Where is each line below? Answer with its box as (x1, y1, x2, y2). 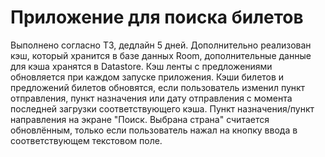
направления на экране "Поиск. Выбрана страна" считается (10, 113, 270, 125)
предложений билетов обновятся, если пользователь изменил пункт (10, 81, 306, 93)
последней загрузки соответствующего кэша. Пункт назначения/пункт (10, 102, 315, 115)
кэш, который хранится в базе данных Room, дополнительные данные (10, 49, 312, 61)
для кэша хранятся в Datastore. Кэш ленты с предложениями (10, 60, 273, 72)
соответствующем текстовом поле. (10, 134, 163, 146)
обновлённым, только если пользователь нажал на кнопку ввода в (10, 124, 298, 136)
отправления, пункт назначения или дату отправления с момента (10, 92, 293, 104)
